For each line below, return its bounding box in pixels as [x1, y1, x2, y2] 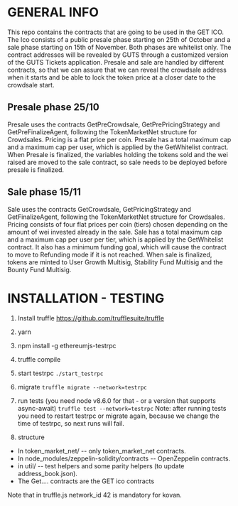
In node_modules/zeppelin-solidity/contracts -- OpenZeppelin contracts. [17, 454, 231, 463]
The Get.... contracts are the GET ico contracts [17, 477, 155, 485]
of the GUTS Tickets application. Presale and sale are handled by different [7, 58, 225, 66]
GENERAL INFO [7, 4, 99, 21]
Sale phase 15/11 [7, 186, 82, 198]
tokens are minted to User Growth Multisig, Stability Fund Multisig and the [7, 257, 223, 267]
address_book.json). [17, 469, 78, 478]
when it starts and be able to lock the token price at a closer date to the [7, 72, 217, 82]
